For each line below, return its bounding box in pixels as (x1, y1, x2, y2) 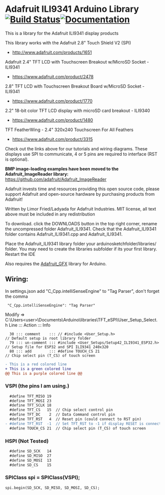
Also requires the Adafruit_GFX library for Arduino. (5, 260, 107, 267)
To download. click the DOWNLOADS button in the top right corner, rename (5, 220, 157, 226)
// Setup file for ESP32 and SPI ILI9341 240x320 (5, 344, 109, 350)
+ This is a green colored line (5, 366, 71, 371)
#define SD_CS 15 (9, 462, 52, 467)
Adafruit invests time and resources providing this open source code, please (5, 186, 160, 192)
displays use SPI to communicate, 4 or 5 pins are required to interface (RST (5, 151, 158, 157)
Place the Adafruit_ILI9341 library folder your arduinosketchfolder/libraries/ (5, 241, 157, 247)
